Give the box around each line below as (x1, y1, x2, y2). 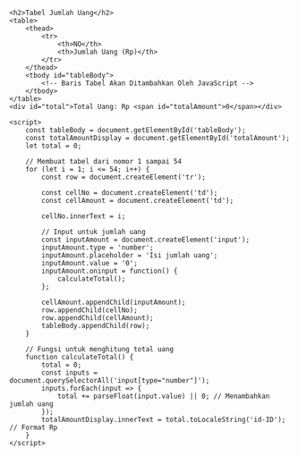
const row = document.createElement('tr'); (41, 173, 206, 182)
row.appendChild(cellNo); (41, 306, 139, 315)
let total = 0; (25, 141, 82, 150)
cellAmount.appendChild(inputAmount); (41, 298, 186, 307)
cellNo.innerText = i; (41, 212, 126, 221)
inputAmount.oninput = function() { (41, 266, 178, 275)
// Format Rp (9, 423, 58, 432)
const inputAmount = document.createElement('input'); (41, 235, 251, 244)
